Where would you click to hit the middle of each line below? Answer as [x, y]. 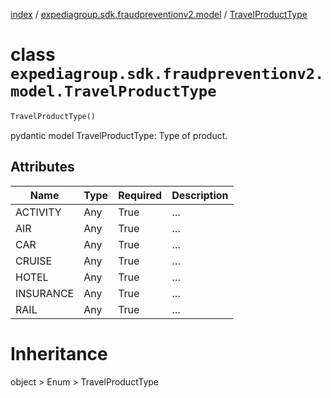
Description [200, 195]
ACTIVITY [38, 212]
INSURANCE [45, 293]
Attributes [42, 167]
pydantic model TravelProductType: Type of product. [119, 135]
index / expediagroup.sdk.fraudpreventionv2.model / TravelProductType [159, 14]
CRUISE [34, 261]
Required [140, 195]
